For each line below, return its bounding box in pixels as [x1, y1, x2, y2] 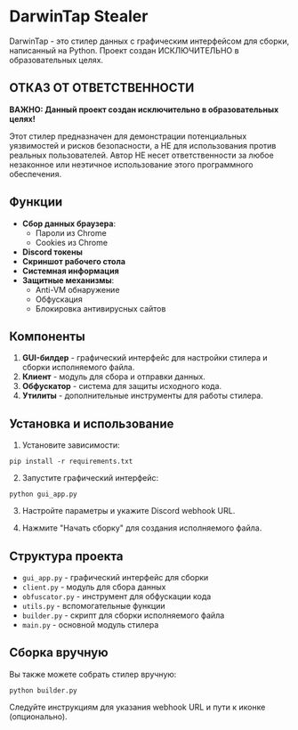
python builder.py [9, 685, 77, 695]
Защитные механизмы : [21, 274, 115, 286]
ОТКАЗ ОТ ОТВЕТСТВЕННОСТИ [9, 80, 195, 95]
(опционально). [9, 710, 68, 722]
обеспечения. [9, 168, 62, 179]
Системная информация [21, 265, 120, 276]
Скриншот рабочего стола [21, 255, 126, 266]
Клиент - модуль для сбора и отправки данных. [21, 371, 206, 382]
